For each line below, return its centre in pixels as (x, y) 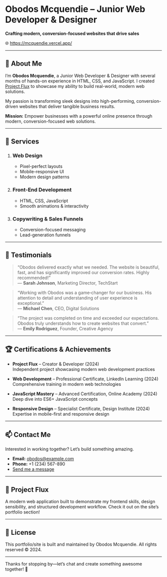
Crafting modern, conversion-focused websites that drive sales (72, 33)
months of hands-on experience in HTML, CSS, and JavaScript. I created (80, 81)
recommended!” (34, 278)
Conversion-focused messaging (53, 230)
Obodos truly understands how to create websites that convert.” (83, 323)
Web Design (27, 156)
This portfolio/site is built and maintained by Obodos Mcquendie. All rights (81, 544)
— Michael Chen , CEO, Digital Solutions (58, 308)
